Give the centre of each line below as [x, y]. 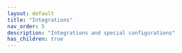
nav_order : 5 [26, 26]
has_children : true [35, 39]
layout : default [31, 13]
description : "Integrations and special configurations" [91, 33]
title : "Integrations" [40, 20]
